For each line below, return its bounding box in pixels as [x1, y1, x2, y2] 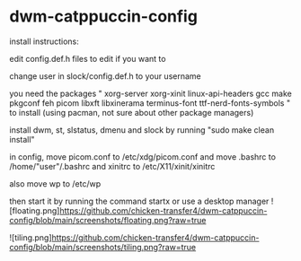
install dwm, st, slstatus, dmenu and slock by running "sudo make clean [9, 124, 275, 135]
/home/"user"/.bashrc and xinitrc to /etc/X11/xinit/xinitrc [9, 161, 216, 171]
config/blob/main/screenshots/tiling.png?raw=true [9, 241, 197, 252]
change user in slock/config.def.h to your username [9, 70, 201, 82]
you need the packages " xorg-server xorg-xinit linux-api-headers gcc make [9, 88, 292, 99]
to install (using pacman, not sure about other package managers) [9, 107, 254, 117]
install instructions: [9, 36, 79, 47]
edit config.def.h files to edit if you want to [9, 53, 166, 64]
